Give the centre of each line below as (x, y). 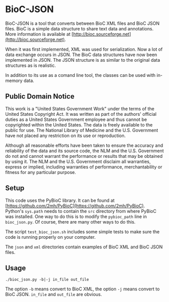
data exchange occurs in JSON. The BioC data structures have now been (81, 55)
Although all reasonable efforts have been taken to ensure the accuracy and (84, 145)
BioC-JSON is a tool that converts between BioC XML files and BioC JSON (82, 23)
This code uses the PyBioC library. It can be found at (60, 200)
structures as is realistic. (31, 65)
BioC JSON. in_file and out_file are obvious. (54, 294)
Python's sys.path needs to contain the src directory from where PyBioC (81, 211)
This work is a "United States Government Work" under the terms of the (80, 109)
